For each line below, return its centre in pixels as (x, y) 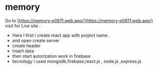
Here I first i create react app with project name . (61, 35)
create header (26, 46)
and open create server (36, 40)
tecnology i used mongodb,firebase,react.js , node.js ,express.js (77, 61)
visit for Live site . (23, 25)
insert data (23, 51)
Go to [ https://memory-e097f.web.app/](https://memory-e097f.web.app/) (79, 21)
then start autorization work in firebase (51, 56)
